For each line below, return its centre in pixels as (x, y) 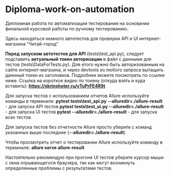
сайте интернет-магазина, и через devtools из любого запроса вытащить (84, 70)
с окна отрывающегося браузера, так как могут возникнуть (70, 162)
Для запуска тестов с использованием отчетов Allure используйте (77, 96)
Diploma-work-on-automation (70, 9)
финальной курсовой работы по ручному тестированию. (67, 28)
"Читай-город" (42, 43)
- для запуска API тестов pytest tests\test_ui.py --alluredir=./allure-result (84, 106)
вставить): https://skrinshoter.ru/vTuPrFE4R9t (55, 86)
